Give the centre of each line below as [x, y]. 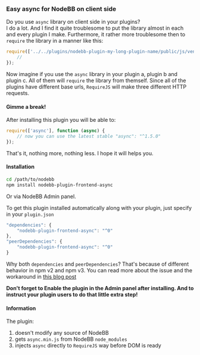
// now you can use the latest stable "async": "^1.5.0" [89, 136]
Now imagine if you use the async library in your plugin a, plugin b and [92, 74]
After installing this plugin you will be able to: [61, 120]
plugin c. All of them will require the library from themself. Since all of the [96, 80]
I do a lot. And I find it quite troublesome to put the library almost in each [95, 28]
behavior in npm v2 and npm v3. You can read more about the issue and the [99, 270]
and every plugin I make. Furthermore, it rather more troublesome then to [96, 34]
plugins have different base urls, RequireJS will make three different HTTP [96, 87]
